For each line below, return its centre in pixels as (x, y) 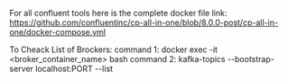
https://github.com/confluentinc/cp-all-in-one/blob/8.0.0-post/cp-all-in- (144, 22)
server (22, 68)
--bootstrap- (251, 59)
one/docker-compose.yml (58, 32)
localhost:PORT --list (74, 68)
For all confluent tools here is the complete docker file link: (118, 13)
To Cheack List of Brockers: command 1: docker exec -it (114, 49)
